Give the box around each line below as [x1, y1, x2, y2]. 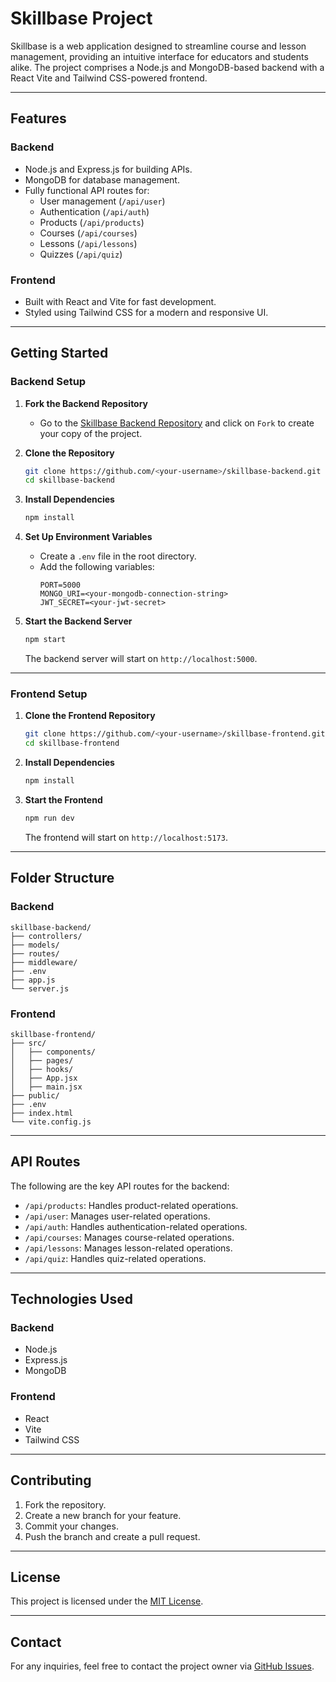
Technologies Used [10, 1291, 133, 1308]
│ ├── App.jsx [10, 1073, 78, 1083]
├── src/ [10, 1038, 47, 1048]
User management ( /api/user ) [39, 195, 166, 207]
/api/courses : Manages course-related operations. [24, 1231, 235, 1243]
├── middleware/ [10, 957, 78, 967]
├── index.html [10, 1108, 74, 1118]
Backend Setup [10, 375, 87, 389]
